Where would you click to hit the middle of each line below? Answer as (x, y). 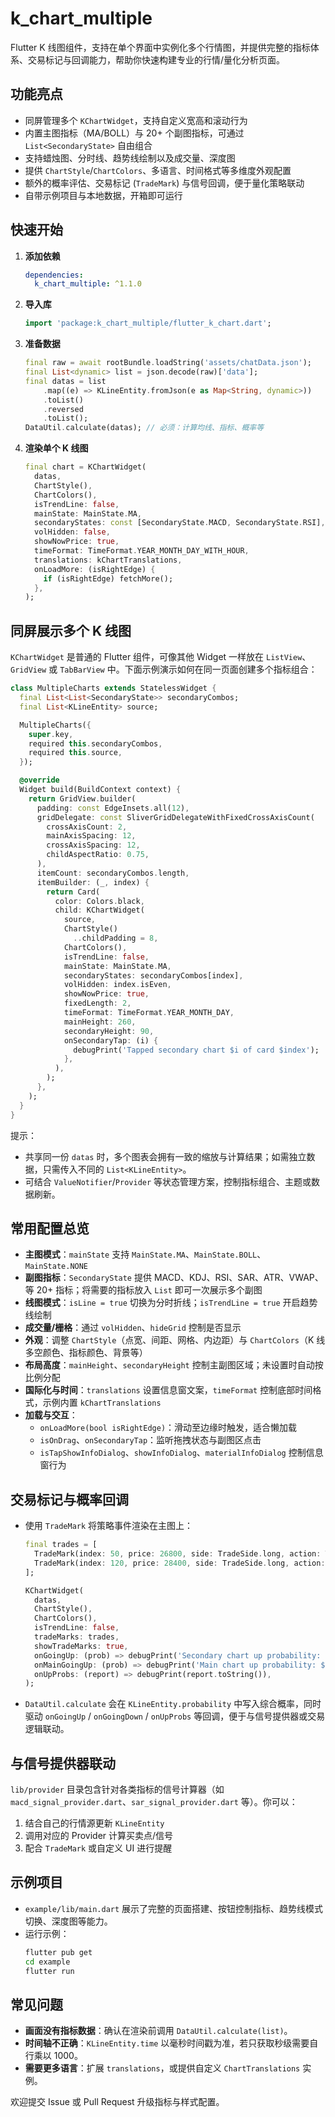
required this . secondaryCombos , (95, 743)
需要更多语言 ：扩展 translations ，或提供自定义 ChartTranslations (162, 2068)
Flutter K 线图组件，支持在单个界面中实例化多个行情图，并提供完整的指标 (160, 47)
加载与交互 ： (51, 1415)
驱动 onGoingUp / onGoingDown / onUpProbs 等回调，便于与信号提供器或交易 (175, 1716)
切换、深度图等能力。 (68, 1921)
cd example (47, 1962)
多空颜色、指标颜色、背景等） (86, 1353)
